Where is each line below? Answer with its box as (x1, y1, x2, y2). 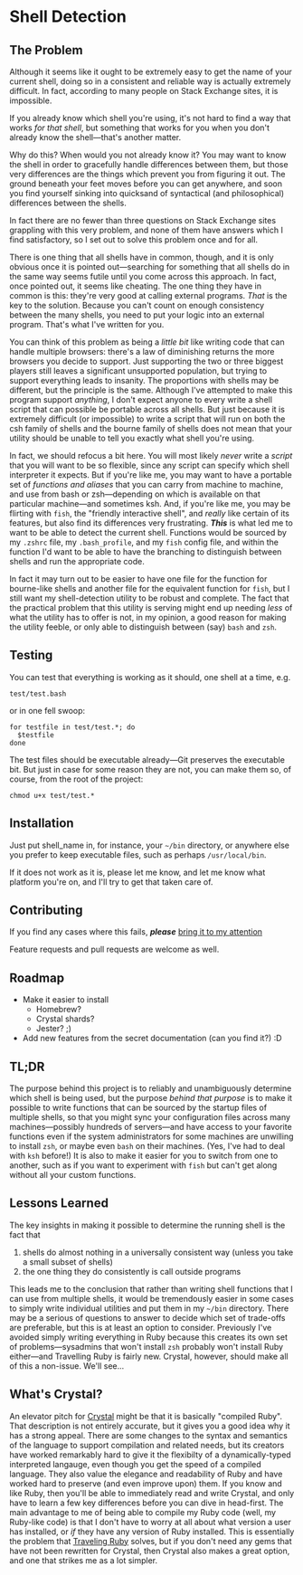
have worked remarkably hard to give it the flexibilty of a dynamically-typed (9, 1449, 291, 1460)
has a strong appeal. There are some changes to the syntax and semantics (9, 1429, 288, 1440)
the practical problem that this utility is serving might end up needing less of (9, 602, 293, 612)
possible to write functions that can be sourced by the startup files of (9, 1102, 268, 1114)
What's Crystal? (9, 1387, 103, 1402)
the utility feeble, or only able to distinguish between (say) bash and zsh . (9, 621, 278, 632)
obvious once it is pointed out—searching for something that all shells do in (9, 261, 290, 272)
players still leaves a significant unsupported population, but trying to (9, 365, 268, 376)
